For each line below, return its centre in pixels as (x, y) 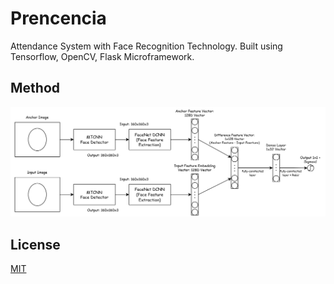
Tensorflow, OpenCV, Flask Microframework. (102, 56)
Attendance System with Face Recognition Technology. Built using (146, 46)
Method (35, 88)
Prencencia (58, 18)
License (35, 244)
